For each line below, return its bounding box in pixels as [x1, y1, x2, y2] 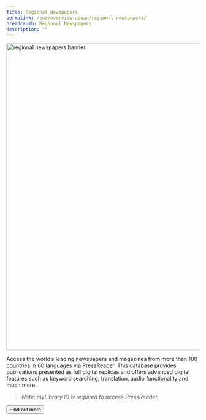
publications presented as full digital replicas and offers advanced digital [6, 368, 190, 376]
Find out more [9, 406, 42, 413]
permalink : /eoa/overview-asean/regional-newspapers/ [6, 15, 147, 21]
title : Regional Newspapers [6, 9, 78, 15]
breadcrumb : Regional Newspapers [6, 20, 92, 26]
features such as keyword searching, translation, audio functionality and [6, 375, 189, 383]
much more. [6, 381, 37, 389]
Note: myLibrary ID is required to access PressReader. [21, 394, 159, 401]
